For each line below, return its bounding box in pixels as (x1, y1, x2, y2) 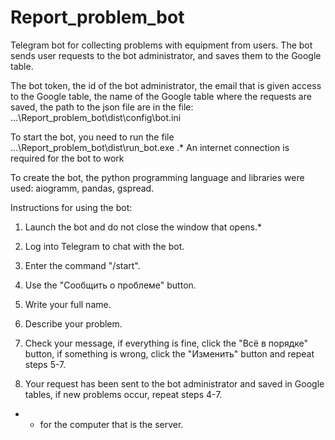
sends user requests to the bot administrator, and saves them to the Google (10, 49, 322, 61)
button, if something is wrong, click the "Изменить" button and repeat (24, 347, 315, 360)
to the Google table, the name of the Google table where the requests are (10, 90, 312, 102)
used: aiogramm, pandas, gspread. (10, 182, 155, 194)
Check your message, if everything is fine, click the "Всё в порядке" (24, 337, 309, 349)
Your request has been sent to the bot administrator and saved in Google (24, 377, 325, 390)
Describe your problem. (24, 317, 123, 330)
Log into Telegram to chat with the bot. (24, 240, 185, 252)
